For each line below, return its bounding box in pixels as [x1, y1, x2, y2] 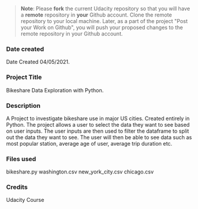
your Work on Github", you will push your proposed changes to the [20, 24, 183, 31]
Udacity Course [6, 197, 44, 204]
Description [6, 101, 41, 110]
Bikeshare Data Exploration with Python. [6, 86, 104, 94]
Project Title [6, 73, 43, 82]
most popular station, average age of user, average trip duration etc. [6, 140, 173, 147]
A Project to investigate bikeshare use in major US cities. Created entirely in [6, 115, 190, 122]
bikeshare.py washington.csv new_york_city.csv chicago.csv [6, 168, 154, 175]
